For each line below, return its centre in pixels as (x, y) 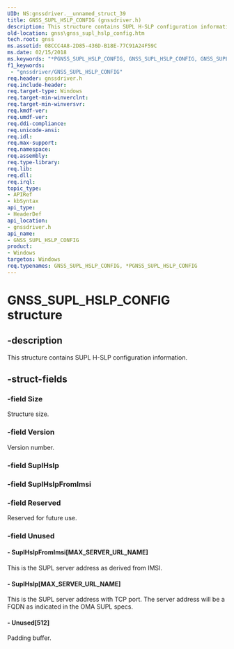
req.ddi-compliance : (37, 123)
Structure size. (28, 414)
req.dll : (20, 175)
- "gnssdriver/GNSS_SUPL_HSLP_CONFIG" (67, 72)
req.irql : (22, 182)
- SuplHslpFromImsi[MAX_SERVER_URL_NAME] (78, 552)
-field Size (25, 399)
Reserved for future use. (42, 518)
